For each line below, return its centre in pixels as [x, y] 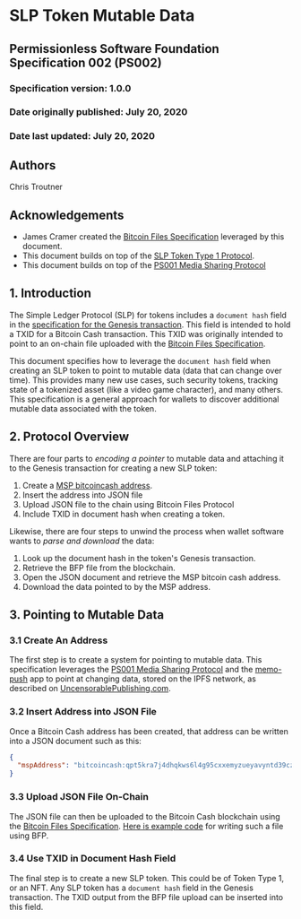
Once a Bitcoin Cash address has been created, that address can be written [149, 731]
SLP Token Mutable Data [102, 16]
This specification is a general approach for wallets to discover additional [144, 399]
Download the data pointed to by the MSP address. [116, 586]
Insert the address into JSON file [82, 495]
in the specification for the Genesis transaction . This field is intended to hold [150, 325]
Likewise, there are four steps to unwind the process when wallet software [147, 531]
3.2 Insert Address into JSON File [83, 712]
